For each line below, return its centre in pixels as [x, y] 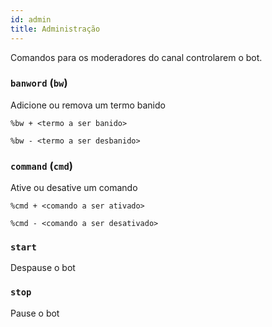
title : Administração [55, 29]
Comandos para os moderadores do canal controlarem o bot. [136, 57]
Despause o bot [43, 268]
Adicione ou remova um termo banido [88, 105]
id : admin [31, 19]
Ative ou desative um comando [74, 188]
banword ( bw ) [39, 83]
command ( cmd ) [41, 166]
